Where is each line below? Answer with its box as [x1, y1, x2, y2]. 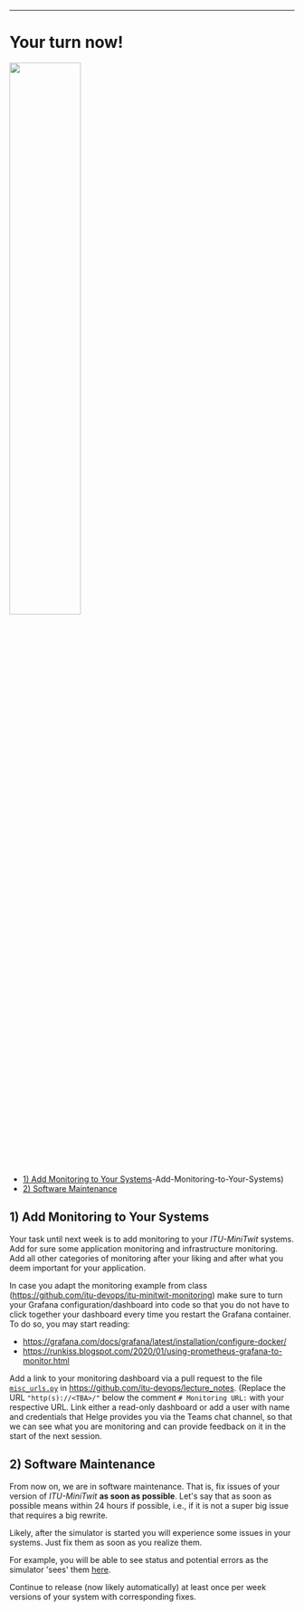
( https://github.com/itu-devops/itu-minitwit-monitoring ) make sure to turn [9, 1290, 283, 1300]
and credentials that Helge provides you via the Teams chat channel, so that [9, 1411, 293, 1422]
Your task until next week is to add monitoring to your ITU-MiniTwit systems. [9, 1233, 294, 1244]
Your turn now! [9, 33, 124, 53]
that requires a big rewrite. [9, 1510, 109, 1520]
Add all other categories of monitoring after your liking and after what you [9, 1252, 283, 1263]
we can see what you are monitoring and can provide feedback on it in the [9, 1421, 287, 1432]
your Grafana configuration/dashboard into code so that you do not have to [9, 1299, 290, 1309]
